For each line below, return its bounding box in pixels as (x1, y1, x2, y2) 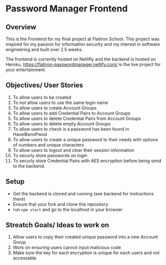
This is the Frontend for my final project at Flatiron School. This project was (5, 36, 160, 42)
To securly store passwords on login (12, 152, 87, 158)
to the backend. (12, 163, 45, 169)
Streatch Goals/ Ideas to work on (5, 221, 109, 229)
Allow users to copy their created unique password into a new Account (12, 234, 158, 240)
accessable (12, 255, 37, 261)
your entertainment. (5, 67, 46, 73)
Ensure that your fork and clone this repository (12, 201, 108, 207)
